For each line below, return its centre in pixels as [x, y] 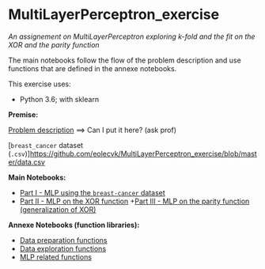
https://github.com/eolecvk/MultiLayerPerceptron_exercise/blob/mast [143, 153]
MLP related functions [56, 257]
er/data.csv [27, 162]
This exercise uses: [40, 84]
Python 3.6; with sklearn [59, 99]
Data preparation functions [64, 240]
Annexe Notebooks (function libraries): [74, 225]
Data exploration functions [63, 248]
